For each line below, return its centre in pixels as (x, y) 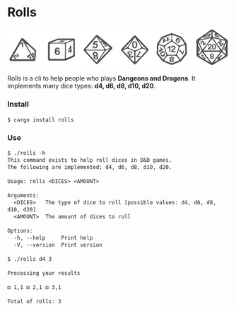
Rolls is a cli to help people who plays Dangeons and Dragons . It (101, 78)
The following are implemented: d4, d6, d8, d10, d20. (90, 168)
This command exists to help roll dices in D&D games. (90, 160)
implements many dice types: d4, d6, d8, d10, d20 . (82, 86)
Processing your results (44, 274)
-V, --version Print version (58, 245)
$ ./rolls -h (26, 153)
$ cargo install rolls (41, 120)
